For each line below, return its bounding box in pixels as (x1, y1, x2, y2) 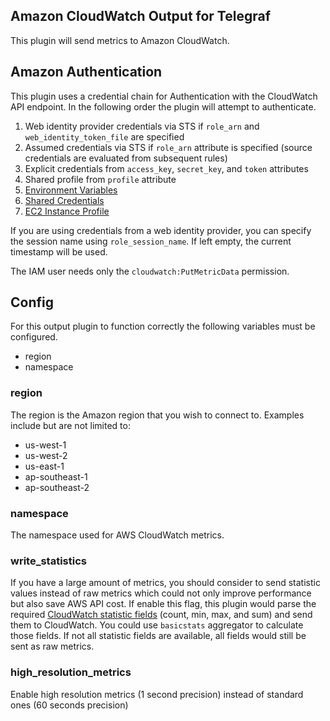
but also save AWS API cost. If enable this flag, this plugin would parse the (10, 598, 317, 610)
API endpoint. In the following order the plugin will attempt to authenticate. (10, 100, 317, 113)
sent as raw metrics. (10, 640, 95, 653)
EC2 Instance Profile (24, 205, 110, 217)
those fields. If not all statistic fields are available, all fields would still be (10, 630, 307, 642)
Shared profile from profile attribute (24, 173, 177, 185)
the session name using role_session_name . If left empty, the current (10, 235, 292, 247)
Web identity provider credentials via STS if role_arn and (24, 120, 260, 132)
